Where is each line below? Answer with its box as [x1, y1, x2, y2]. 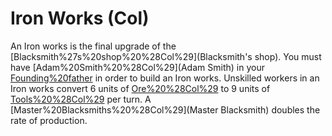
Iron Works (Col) [10, 7, 150, 30]
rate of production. [10, 114, 88, 126]
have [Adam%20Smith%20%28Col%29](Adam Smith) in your [10, 61, 265, 73]
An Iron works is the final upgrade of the [10, 40, 177, 52]
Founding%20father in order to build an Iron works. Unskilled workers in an [10, 72, 320, 84]
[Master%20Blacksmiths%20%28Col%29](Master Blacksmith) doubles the [10, 103, 321, 116]
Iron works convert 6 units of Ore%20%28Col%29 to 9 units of [10, 82, 271, 94]
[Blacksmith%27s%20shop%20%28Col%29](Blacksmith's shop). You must [10, 50, 322, 62]
